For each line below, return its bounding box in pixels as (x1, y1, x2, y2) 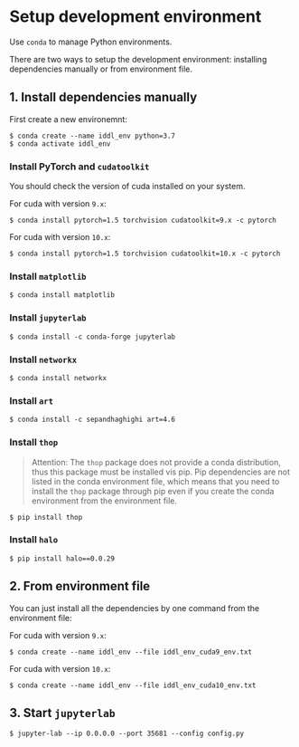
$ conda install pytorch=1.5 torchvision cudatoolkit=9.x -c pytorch (9, 215, 277, 225)
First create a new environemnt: (9, 113, 128, 124)
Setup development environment (9, 6, 262, 27)
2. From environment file (9, 579, 151, 594)
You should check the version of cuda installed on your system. (9, 181, 246, 192)
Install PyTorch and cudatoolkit (9, 160, 150, 173)
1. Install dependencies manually (9, 90, 198, 105)
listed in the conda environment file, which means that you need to (31, 475, 280, 486)
